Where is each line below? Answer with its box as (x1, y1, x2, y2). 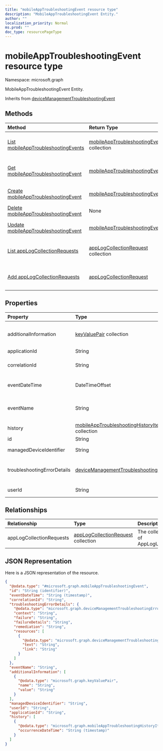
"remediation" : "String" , (14, 624, 66, 629)
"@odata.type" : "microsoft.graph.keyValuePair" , (17, 678, 118, 684)
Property (7, 313, 29, 320)
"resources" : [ (14, 629, 45, 634)
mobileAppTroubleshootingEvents (7, 144, 84, 151)
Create (7, 187, 23, 194)
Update (7, 221, 24, 228)
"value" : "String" (17, 687, 55, 692)
